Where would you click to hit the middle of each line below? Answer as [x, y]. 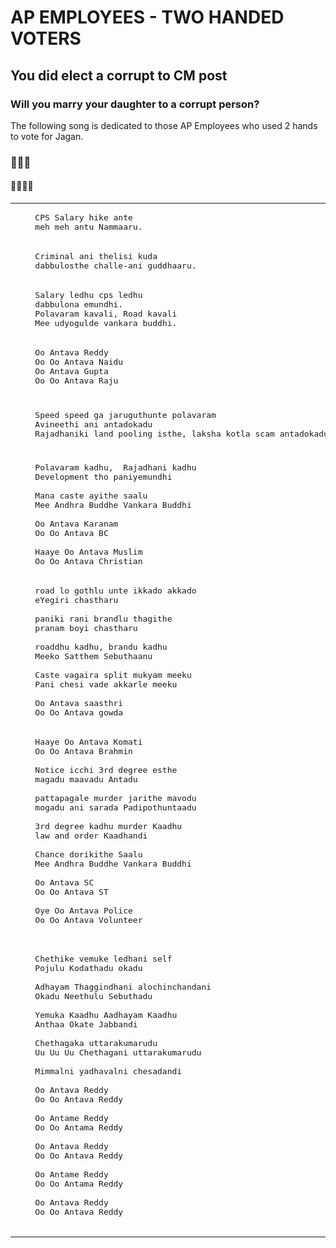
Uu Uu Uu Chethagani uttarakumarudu [118, 1052]
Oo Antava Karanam [76, 524]
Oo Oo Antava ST [71, 892]
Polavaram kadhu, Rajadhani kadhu [115, 467]
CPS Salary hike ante [83, 217]
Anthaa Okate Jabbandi [86, 1024]
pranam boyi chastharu [86, 628]
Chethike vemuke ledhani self [103, 959]
